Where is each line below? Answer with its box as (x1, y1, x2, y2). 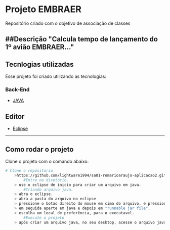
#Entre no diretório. (23, 177, 69, 182)
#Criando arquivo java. (23, 187, 73, 192)
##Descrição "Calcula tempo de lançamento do (5, 35, 158, 43)
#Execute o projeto (23, 215, 65, 220)
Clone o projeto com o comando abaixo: (5, 158, 89, 165)
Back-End (5, 86, 30, 93)
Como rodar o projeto (5, 145, 74, 154)
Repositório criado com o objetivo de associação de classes (5, 20, 131, 26)
